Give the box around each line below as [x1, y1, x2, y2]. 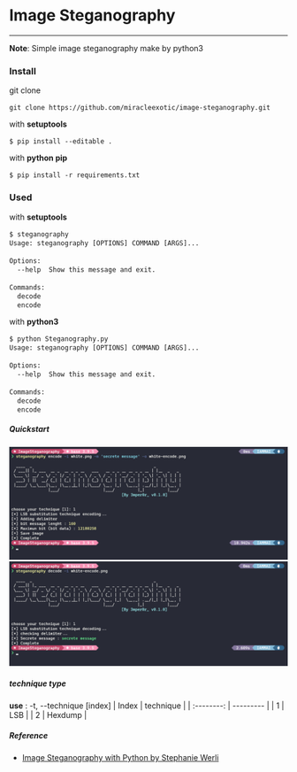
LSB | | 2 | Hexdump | [9, 710, 88, 721]
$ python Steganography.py [9, 334, 109, 344]
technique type [9, 678, 66, 689]
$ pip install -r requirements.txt [9, 171, 141, 180]
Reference [9, 730, 49, 740]
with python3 [9, 316, 59, 327]
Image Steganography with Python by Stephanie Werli [21, 753, 219, 763]
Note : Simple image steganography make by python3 [9, 42, 203, 53]
